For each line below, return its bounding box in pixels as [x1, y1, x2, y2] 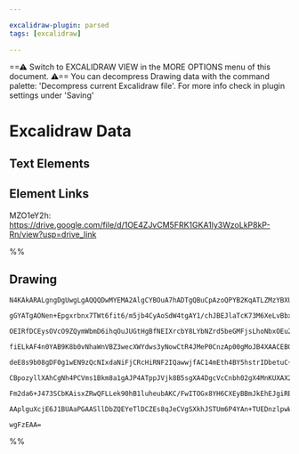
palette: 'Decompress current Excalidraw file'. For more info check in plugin [9, 80, 286, 91]
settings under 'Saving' [9, 90, 94, 101]
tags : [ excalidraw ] [9, 28, 82, 38]
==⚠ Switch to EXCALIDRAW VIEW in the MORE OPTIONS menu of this [9, 61, 271, 72]
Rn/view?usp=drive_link [9, 229, 97, 239]
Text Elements [9, 157, 91, 172]
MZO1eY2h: [9, 210, 52, 221]
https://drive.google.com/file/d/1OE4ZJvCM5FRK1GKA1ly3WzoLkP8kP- [9, 219, 271, 230]
